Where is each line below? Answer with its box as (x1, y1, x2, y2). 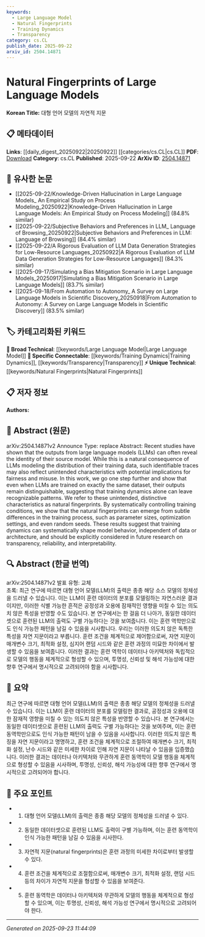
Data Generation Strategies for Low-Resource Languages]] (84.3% (15, 255, 184, 263)
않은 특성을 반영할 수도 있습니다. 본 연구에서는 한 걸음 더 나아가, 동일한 (12, 609, 180, 617)
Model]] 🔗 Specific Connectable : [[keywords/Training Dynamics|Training (6, 352, 190, 359)
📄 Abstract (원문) (6, 425, 71, 436)
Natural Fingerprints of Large (6, 75, 157, 89)
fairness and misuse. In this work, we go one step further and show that (6, 474, 187, 482)
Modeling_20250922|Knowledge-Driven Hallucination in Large (15, 203, 173, 211)
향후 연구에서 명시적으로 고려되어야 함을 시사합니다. (6, 663, 129, 670)
